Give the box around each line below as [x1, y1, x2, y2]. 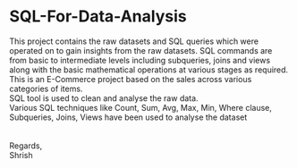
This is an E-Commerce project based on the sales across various [9, 73, 252, 84]
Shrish [9, 149, 33, 160]
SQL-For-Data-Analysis [9, 6, 187, 27]
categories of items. [9, 83, 83, 94]
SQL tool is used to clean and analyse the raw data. [9, 92, 199, 104]
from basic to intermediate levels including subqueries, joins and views [9, 55, 271, 65]
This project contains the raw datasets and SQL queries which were [9, 36, 259, 46]
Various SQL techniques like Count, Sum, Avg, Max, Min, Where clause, [9, 102, 273, 113]
